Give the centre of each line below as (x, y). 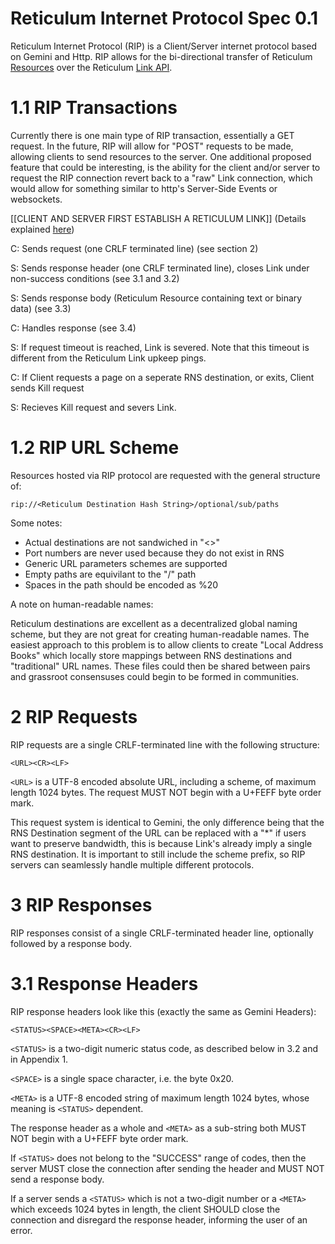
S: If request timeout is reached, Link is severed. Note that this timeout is (160, 347)
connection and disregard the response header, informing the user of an (159, 1219)
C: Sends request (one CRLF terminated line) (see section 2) (134, 248)
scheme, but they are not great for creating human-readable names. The (160, 634)
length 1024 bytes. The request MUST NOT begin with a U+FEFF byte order (166, 792)
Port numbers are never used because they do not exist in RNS (154, 553)
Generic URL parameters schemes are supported (126, 563)
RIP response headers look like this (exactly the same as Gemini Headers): (163, 1011)
